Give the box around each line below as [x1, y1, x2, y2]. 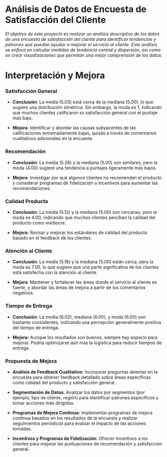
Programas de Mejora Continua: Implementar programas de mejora [12, 409, 153, 415]
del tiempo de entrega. [12, 324, 59, 330]
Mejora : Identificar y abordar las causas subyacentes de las [12, 125, 136, 131]
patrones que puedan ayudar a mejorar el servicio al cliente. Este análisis [5, 41, 157, 47]
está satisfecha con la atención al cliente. [12, 270, 97, 276]
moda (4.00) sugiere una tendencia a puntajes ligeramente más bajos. [12, 165, 157, 171]
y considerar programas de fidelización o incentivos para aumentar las [12, 180, 158, 186]
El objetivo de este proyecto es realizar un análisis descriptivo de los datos [5, 31, 160, 37]
